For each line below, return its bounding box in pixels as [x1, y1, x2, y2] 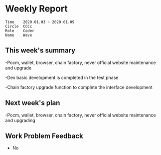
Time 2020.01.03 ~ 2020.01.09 [5, 19, 75, 24]
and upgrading [5, 117, 36, 123]
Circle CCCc [5, 23, 32, 29]
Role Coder [5, 28, 35, 33]
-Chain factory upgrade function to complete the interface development [5, 84, 153, 90]
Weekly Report [5, 3, 68, 14]
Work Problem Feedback [5, 131, 83, 140]
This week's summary [5, 46, 76, 55]
